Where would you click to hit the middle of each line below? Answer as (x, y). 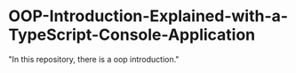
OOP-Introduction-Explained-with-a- (148, 16)
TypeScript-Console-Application (132, 35)
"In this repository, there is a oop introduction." (94, 59)
